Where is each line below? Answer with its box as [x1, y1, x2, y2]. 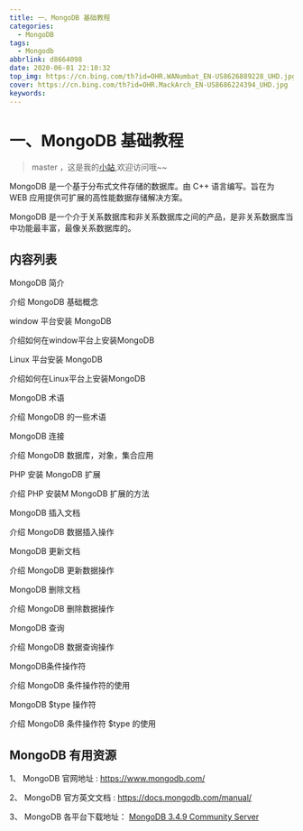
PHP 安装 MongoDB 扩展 [9, 469, 101, 480]
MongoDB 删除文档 [9, 584, 81, 596]
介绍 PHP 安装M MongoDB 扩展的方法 [9, 488, 151, 499]
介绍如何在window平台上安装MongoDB [9, 335, 155, 346]
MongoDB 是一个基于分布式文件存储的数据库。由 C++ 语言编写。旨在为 [9, 181, 275, 192]
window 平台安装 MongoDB [9, 316, 112, 327]
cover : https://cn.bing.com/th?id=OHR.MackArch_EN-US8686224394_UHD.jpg [9, 80, 289, 89]
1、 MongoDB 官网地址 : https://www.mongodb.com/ [9, 773, 206, 784]
